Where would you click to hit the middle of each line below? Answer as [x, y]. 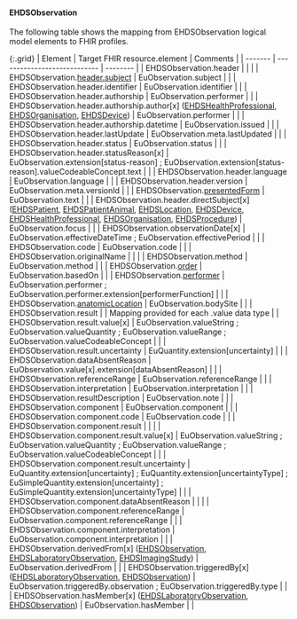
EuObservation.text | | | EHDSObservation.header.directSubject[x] [129, 200]
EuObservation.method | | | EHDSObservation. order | [106, 266]
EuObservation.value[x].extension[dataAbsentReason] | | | [116, 370]
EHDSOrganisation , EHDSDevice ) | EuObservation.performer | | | [127, 115]
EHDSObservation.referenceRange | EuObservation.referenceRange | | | [141, 379]
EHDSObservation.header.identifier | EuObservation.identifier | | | [128, 87]
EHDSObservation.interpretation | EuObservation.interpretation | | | [131, 388]
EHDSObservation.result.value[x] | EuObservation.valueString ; [124, 323]
